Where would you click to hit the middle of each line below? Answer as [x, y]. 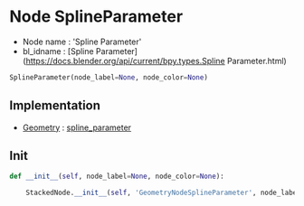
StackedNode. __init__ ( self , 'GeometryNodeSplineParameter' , [141, 193]
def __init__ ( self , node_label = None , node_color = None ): [117, 177]
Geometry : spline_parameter [77, 127]
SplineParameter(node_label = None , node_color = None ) [109, 77]
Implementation [55, 106]
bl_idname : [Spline [58, 51]
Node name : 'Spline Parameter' [82, 42]
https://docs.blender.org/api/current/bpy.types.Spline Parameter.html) [156, 61]
